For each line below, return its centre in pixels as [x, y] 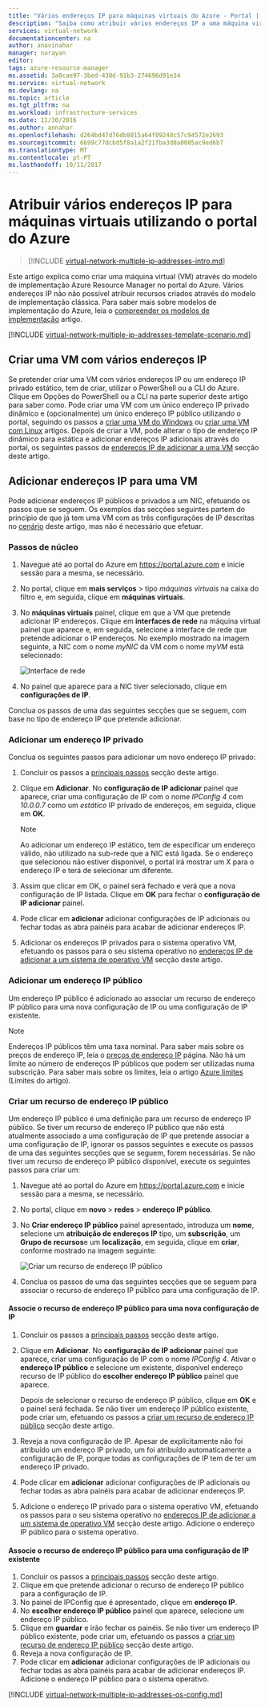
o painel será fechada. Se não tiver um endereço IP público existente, [134, 1408]
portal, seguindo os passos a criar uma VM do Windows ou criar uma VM [129, 421]
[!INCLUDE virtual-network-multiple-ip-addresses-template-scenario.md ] [130, 335]
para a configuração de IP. [64, 1594]
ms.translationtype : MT [48, 150]
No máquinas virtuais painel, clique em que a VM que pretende [125, 612]
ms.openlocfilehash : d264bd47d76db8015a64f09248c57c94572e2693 [116, 135]
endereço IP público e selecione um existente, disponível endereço [131, 1368]
